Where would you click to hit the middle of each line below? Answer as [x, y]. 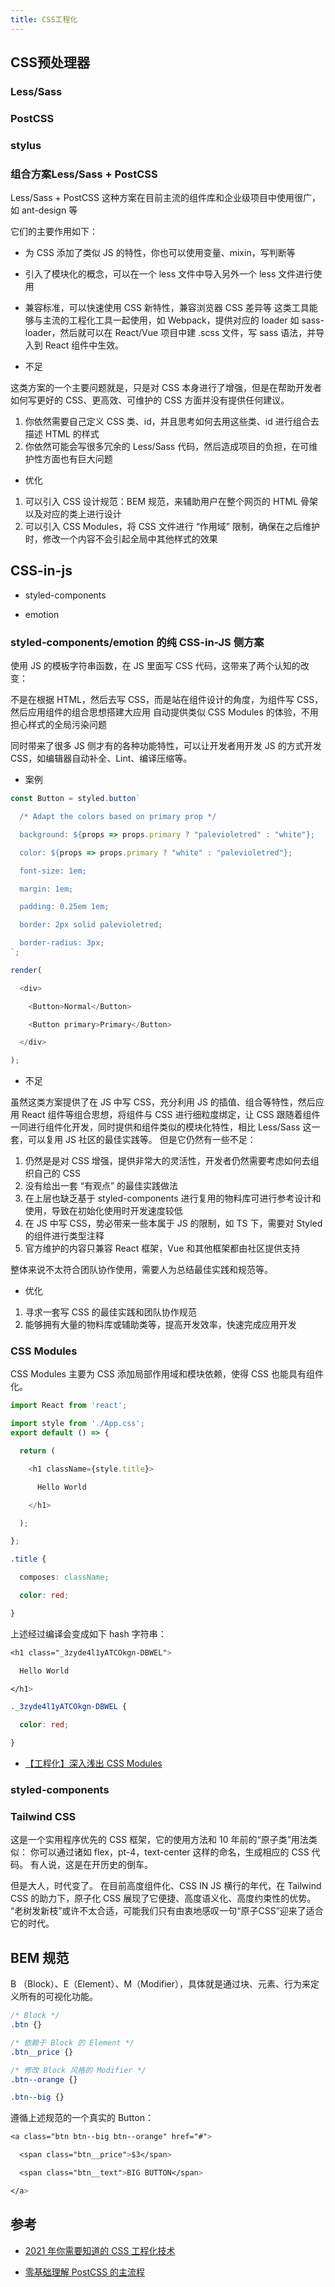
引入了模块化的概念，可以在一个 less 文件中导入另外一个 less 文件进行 [169, 274]
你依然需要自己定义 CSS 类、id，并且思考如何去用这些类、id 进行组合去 [172, 422]
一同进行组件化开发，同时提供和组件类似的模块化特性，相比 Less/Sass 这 [161, 1127]
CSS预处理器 [50, 62]
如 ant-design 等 [44, 210]
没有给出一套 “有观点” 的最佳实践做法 [101, 1186]
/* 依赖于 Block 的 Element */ [72, 2042]
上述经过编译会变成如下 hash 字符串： [88, 1633]
